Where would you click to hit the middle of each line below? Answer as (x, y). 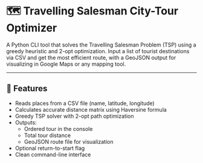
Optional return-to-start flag (50, 148)
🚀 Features (27, 88)
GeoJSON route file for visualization (69, 141)
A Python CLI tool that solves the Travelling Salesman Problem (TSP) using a (101, 45)
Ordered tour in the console (58, 129)
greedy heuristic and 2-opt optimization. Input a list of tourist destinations (98, 51)
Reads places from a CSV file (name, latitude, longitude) (85, 103)
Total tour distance (47, 135)
